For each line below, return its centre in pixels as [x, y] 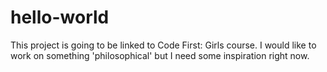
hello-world [60, 17]
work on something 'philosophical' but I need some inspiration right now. [160, 55]
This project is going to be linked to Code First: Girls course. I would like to [163, 45]
